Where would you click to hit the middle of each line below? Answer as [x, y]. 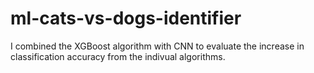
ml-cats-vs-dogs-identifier [126, 18]
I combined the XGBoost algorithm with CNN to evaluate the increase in [157, 46]
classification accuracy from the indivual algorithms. [118, 56]
